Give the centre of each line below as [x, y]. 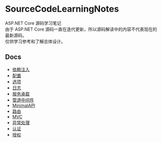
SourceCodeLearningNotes [62, 9]
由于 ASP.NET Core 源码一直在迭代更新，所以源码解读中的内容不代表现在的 [81, 29]
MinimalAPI [24, 105]
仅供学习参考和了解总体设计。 [35, 41]
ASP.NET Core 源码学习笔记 [33, 23]
